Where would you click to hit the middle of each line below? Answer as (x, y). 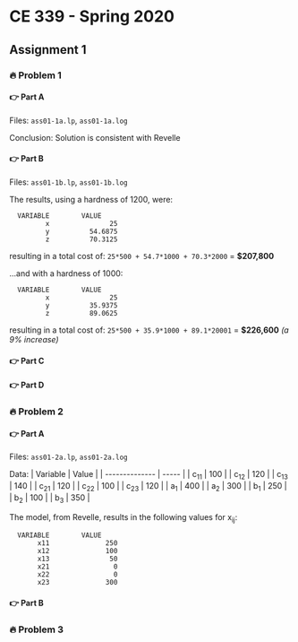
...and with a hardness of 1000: (66, 273)
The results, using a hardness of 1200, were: (91, 199)
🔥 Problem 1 (36, 75)
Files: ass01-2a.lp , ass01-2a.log (68, 457)
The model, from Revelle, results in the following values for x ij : (123, 518)
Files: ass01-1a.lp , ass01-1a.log (68, 120)
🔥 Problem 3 (37, 629)
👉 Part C (27, 360)
